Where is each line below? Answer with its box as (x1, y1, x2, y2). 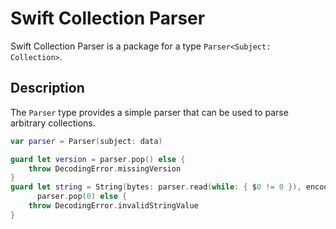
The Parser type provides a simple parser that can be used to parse (10, 106, 289, 118)
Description (10, 80, 85, 97)
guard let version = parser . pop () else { (10, 154, 186, 164)
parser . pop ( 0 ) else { (36, 192, 128, 202)
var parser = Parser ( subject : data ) (10, 136, 163, 146)
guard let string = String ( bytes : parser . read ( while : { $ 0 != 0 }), (10, 182, 302, 192)
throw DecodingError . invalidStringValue (28, 201, 199, 211)
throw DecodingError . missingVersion (28, 163, 182, 174)
